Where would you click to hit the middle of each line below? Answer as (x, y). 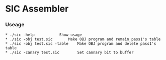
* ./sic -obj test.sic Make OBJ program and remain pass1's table (83, 39)
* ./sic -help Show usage (44, 35)
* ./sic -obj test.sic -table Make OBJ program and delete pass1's (81, 44)
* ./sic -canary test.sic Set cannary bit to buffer (70, 53)
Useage (15, 25)
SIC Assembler (37, 9)
